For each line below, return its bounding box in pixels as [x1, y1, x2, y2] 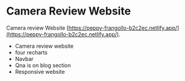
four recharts [14, 48, 48, 56]
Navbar [14, 55, 34, 62]
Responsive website [14, 68, 65, 75]
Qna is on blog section [14, 62, 71, 69]
